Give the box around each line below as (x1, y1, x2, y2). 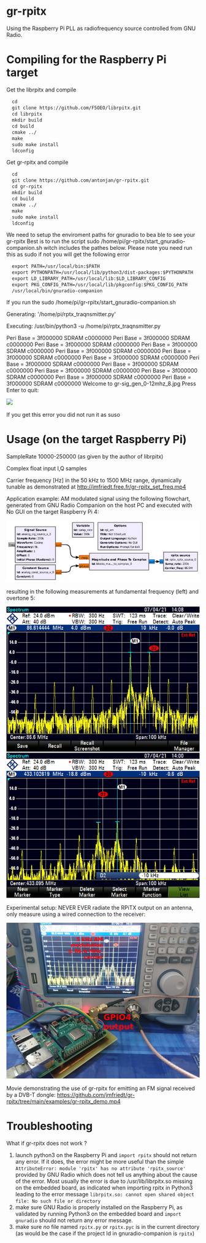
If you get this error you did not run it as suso (6, 411, 121, 418)
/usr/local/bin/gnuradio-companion (12, 287, 103, 294)
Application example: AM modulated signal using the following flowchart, (6, 495, 191, 502)
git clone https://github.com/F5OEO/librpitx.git (12, 104, 141, 111)
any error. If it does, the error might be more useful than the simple (15, 1158, 184, 1166)
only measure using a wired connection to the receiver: (6, 910, 146, 918)
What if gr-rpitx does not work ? (6, 1140, 87, 1147)
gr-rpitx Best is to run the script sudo (6, 238, 100, 245)
